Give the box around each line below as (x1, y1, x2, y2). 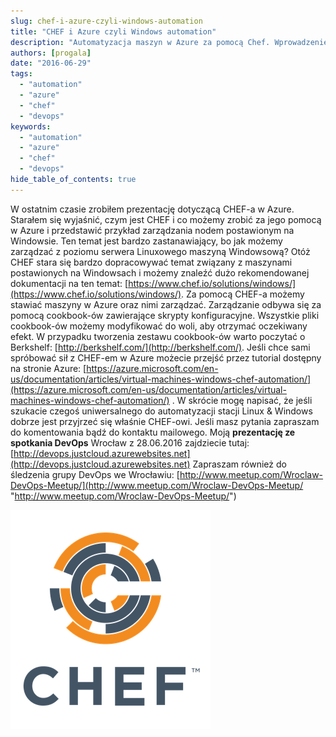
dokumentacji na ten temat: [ (10, 277, 129, 289)
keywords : (10, 121, 52, 132)
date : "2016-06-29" (10, 58, 92, 69)
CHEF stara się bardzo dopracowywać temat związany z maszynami (10, 256, 293, 268)
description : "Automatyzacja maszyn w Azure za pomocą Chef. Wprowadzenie (10, 37, 329, 47)
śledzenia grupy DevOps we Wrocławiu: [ (10, 468, 180, 480)
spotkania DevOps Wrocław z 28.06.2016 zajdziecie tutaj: (10, 436, 250, 449)
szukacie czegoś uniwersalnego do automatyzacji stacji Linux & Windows (10, 405, 313, 417)
